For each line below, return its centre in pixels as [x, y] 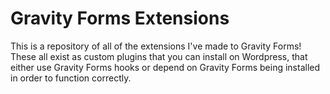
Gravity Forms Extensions [120, 18]
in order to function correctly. [71, 78]
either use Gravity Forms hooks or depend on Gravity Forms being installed [165, 67]
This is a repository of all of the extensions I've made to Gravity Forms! [156, 46]
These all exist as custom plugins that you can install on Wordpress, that [159, 56]
